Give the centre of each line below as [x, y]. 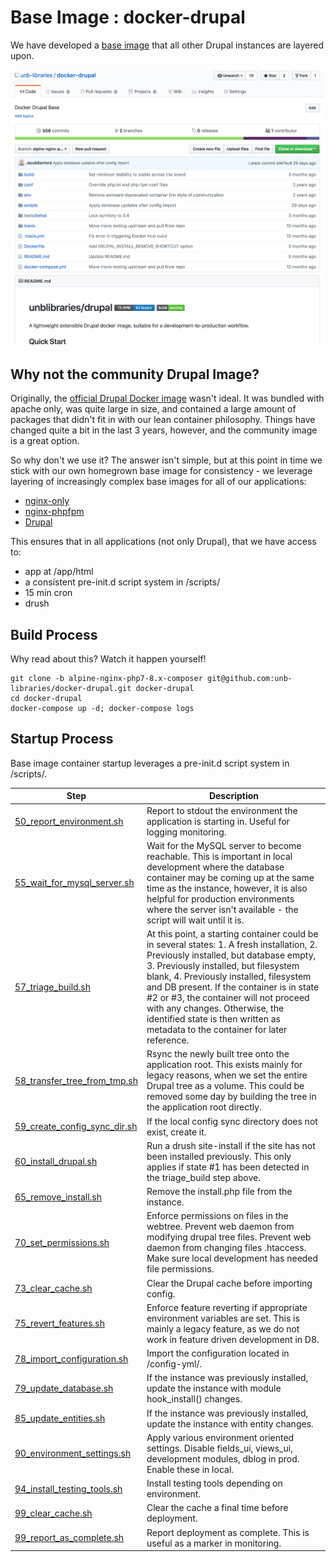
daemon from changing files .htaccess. [226, 1248]
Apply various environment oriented [220, 1437]
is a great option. [45, 441]
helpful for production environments [220, 898]
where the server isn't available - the [222, 909]
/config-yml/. [174, 1364]
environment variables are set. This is [223, 1318]
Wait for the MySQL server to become [224, 845]
